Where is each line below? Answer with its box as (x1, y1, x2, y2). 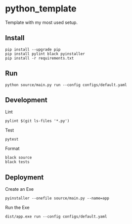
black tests (5, 159, 30, 164)
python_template (5, 3, 77, 14)
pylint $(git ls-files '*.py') (5, 119, 70, 124)
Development (5, 95, 48, 104)
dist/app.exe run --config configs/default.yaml (5, 214, 107, 219)
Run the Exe (5, 205, 30, 211)
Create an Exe (5, 186, 34, 192)
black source (5, 155, 32, 160)
